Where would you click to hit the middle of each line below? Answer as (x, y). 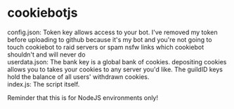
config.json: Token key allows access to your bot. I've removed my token (112, 32)
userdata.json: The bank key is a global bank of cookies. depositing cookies (117, 61)
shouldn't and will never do (46, 54)
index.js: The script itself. (44, 84)
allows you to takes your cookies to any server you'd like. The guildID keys (115, 69)
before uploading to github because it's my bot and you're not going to (110, 39)
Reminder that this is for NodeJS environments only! (83, 97)
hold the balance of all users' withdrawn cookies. (78, 77)
